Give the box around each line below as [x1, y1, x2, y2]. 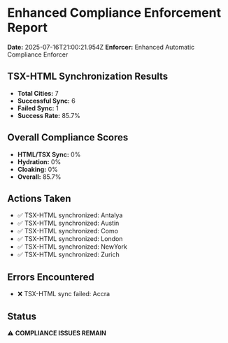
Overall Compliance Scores [7, 131, 129, 144]
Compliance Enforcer [7, 50, 69, 59]
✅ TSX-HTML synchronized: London [17, 235, 123, 243]
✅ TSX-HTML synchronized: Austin [17, 219, 120, 228]
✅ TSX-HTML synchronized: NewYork [17, 242, 127, 251]
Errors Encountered [7, 271, 94, 283]
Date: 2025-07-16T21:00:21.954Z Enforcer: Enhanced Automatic [7, 43, 195, 51]
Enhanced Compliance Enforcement [7, 5, 222, 21]
